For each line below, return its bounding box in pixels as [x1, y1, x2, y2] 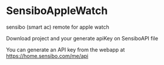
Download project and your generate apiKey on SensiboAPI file [6, 35, 159, 42]
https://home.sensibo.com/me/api [6, 52, 89, 59]
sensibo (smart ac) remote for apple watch [6, 23, 110, 30]
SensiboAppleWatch [6, 4, 108, 18]
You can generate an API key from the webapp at [6, 46, 125, 53]
